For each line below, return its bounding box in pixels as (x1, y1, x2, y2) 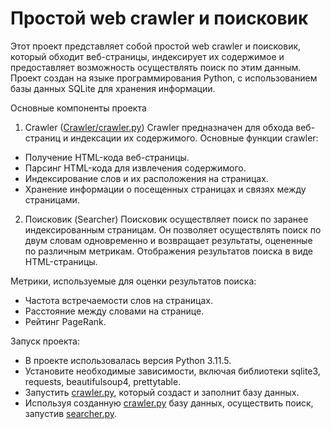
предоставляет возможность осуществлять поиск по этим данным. (10, 61, 302, 73)
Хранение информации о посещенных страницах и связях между (24, 183, 307, 195)
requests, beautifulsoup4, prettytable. (24, 375, 182, 387)
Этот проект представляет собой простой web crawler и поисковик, (10, 40, 302, 52)
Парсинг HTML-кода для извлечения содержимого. (24, 162, 247, 174)
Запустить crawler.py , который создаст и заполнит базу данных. (24, 386, 300, 398)
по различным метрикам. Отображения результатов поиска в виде (24, 245, 313, 257)
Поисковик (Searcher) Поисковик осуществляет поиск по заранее (24, 213, 309, 225)
